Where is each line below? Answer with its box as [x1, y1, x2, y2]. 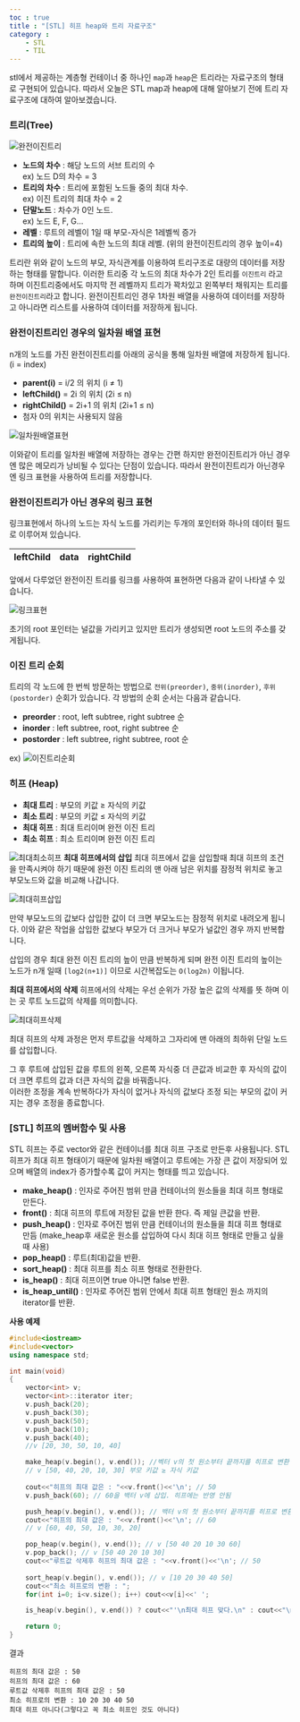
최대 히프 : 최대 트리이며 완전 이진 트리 [21, 822, 155, 832]
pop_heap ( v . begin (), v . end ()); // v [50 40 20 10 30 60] [25, 1540, 242, 1549]
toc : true [9, 13, 50, 22]
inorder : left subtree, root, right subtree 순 [21, 722, 179, 734]
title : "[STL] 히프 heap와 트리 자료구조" [9, 21, 157, 30]
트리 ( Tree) [9, 119, 54, 132]
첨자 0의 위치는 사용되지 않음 [21, 411, 123, 422]
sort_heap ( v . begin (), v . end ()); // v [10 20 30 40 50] [25, 1573, 234, 1582]
